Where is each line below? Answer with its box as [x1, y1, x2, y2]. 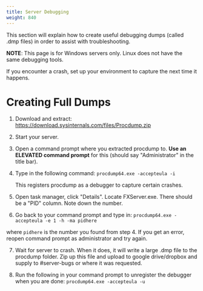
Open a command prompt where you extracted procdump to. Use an [15, 145, 187, 152]
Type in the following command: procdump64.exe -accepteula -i [15, 170, 176, 177]
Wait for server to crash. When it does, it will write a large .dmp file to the [15, 247, 198, 254]
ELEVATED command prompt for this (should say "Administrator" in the [15, 152, 194, 159]
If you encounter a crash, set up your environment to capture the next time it [6, 67, 197, 75]
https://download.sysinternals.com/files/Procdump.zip [15, 122, 151, 129]
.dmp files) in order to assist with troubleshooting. [6, 38, 131, 45]
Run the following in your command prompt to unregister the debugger [15, 271, 192, 279]
